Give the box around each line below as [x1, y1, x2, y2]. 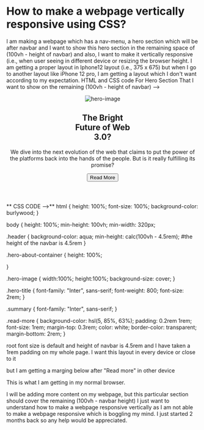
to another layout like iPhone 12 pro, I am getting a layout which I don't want [6, 70, 197, 77]
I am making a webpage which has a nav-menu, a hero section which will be [6, 37, 199, 45]
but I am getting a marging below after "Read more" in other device [6, 366, 175, 374]
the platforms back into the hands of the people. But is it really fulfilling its [10, 154, 195, 162]
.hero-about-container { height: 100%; [6, 251, 103, 258]
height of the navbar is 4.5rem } [6, 239, 87, 246]
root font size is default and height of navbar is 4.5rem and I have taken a [6, 342, 191, 349]
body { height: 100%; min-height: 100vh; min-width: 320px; [6, 221, 156, 228]
